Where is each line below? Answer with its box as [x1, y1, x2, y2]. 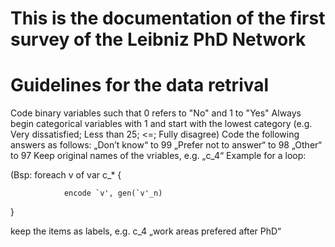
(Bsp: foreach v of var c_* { [10, 169, 122, 181]
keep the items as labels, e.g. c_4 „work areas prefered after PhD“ [10, 225, 282, 237]
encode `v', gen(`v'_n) [63, 188, 163, 199]
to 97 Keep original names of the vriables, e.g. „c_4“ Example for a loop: [10, 150, 307, 162]
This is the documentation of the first [10, 7, 326, 30]
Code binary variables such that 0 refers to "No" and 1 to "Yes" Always [10, 107, 302, 119]
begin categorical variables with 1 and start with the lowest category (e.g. [10, 118, 313, 130]
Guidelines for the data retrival [10, 74, 270, 97]
